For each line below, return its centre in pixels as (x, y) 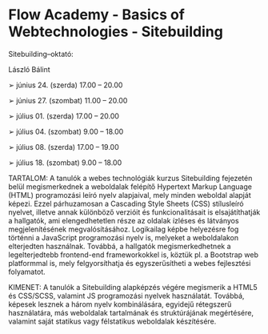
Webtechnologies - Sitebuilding (116, 32)
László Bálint (29, 69)
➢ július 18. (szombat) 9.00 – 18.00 (65, 163)
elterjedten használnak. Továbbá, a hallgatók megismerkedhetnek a (120, 246)
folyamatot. (27, 272)
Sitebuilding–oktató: (41, 54)
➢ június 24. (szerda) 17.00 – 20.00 (66, 85)
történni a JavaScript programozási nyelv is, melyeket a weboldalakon (124, 237)
